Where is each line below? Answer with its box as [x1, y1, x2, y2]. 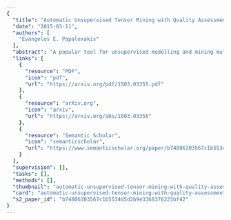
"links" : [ [12, 55, 44, 62]
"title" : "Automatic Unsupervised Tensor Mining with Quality [12, 17, 195, 23]
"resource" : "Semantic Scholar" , [24, 132, 121, 139]
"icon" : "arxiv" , [24, 106, 75, 113]
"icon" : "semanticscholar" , [24, 139, 106, 146]
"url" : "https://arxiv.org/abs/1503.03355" [24, 112, 152, 119]
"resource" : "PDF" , [24, 68, 81, 74]
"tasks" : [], [12, 170, 50, 177]
